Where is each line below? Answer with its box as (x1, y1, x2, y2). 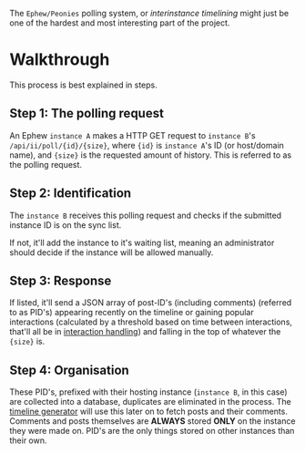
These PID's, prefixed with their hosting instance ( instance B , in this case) (9, 386, 289, 397)
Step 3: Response (9, 273, 112, 288)
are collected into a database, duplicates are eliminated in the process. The (9, 396, 291, 407)
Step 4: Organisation (9, 362, 129, 377)
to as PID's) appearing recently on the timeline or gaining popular (9, 307, 254, 318)
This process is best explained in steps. (9, 79, 158, 90)
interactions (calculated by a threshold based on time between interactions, (9, 316, 293, 327)
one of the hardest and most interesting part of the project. (9, 17, 230, 28)
